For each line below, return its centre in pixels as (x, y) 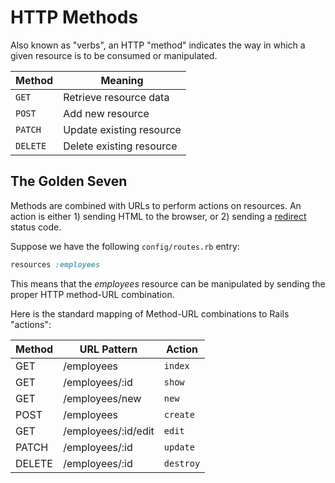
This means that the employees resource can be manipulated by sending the (168, 283)
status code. (36, 227)
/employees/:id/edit (109, 431)
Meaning (122, 80)
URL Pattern (108, 349)
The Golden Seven (69, 181)
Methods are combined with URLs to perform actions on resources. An (156, 205)
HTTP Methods (74, 17)
